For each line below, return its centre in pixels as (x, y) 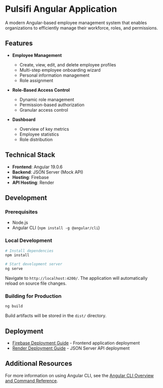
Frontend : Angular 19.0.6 (37, 167)
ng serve (14, 269)
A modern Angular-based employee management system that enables (76, 23)
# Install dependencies (29, 251)
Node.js (20, 223)
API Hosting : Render (33, 182)
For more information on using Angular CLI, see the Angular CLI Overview (79, 375)
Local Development (29, 240)
